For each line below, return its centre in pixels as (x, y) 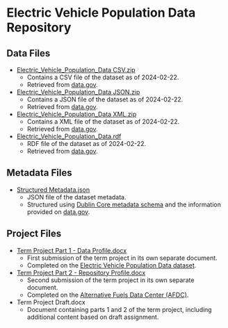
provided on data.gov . (58, 212)
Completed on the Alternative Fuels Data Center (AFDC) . (108, 295)
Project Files (34, 234)
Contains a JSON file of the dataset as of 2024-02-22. (105, 99)
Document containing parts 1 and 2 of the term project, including (120, 309)
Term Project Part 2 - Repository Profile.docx (81, 272)
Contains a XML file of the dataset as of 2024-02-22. (103, 122)
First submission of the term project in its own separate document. (122, 258)
